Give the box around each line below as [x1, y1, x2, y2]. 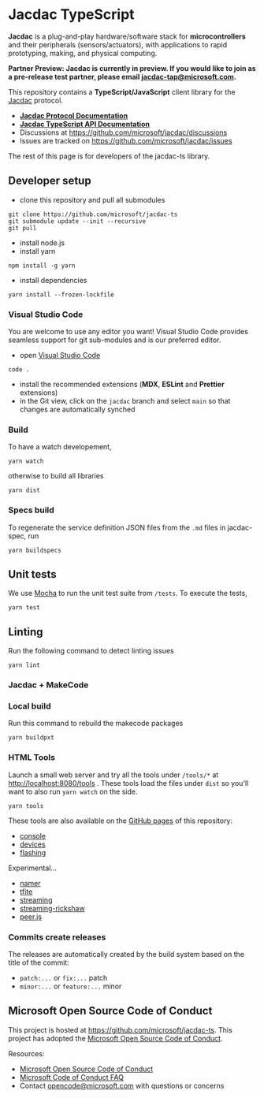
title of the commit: [8, 958, 69, 967]
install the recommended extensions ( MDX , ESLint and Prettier [19, 380, 225, 389]
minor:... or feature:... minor [19, 981, 122, 991]
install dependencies [19, 275, 87, 285]
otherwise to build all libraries [8, 471, 104, 481]
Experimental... [8, 863, 58, 873]
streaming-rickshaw [19, 903, 85, 913]
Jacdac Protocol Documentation [19, 110, 128, 120]
